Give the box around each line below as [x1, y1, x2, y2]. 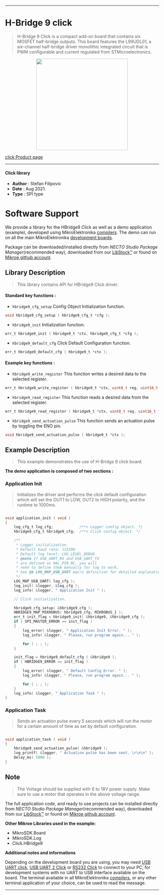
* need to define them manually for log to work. [16, 565, 119, 570]
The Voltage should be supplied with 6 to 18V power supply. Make [17, 786, 150, 792]
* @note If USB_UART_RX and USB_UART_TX [16, 556, 99, 561]
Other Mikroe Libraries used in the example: [5, 820, 96, 826]
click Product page [5, 154, 43, 160]
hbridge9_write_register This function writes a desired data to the [12, 371, 146, 377]
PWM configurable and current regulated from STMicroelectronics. [17, 49, 152, 55]
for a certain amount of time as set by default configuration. [17, 723, 138, 729]
